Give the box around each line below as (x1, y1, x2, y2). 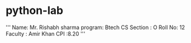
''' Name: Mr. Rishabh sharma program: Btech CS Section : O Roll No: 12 (5, 24, 186, 31)
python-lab (5, 4, 64, 18)
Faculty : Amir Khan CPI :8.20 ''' (5, 30, 85, 37)
